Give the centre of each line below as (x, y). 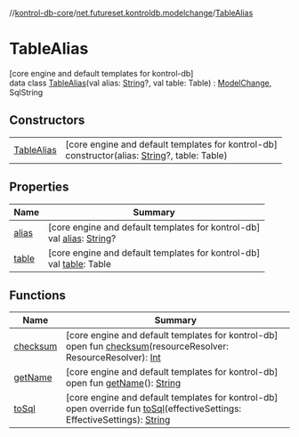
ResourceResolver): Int (113, 358)
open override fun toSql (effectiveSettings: (154, 409)
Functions (38, 295)
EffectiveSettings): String (118, 420)
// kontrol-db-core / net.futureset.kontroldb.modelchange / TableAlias (131, 13)
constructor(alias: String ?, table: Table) (146, 155)
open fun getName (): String (123, 384)
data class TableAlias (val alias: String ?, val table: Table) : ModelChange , (141, 83)
